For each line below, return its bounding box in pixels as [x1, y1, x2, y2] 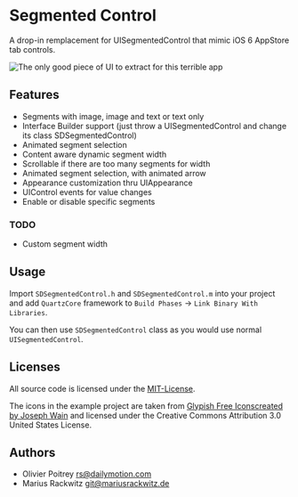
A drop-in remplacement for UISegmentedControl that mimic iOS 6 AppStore [9, 35, 290, 45]
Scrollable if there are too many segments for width [21, 158, 211, 169]
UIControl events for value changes [21, 186, 153, 197]
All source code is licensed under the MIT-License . [9, 383, 196, 394]
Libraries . [9, 306, 48, 317]
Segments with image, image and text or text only [21, 110, 205, 121]
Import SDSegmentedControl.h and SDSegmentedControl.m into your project [9, 288, 276, 298]
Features [9, 87, 60, 102]
